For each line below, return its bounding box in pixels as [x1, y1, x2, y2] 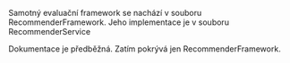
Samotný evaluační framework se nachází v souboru [8, 8, 202, 18]
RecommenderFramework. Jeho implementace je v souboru [8, 17, 230, 28]
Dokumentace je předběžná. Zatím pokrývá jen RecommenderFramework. [8, 43, 281, 54]
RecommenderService [8, 27, 91, 36]
